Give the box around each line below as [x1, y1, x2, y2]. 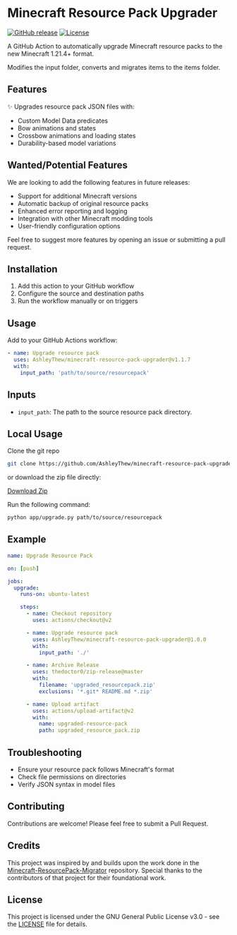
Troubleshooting [7, 746, 83, 759]
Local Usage [7, 428, 63, 440]
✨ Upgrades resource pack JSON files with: [7, 102, 135, 111]
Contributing [7, 800, 65, 812]
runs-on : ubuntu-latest [20, 591, 90, 598]
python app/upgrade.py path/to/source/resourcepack [7, 514, 162, 521]
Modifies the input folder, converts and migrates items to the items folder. [7, 63, 221, 71]
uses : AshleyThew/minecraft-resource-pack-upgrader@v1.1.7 [13, 356, 191, 364]
